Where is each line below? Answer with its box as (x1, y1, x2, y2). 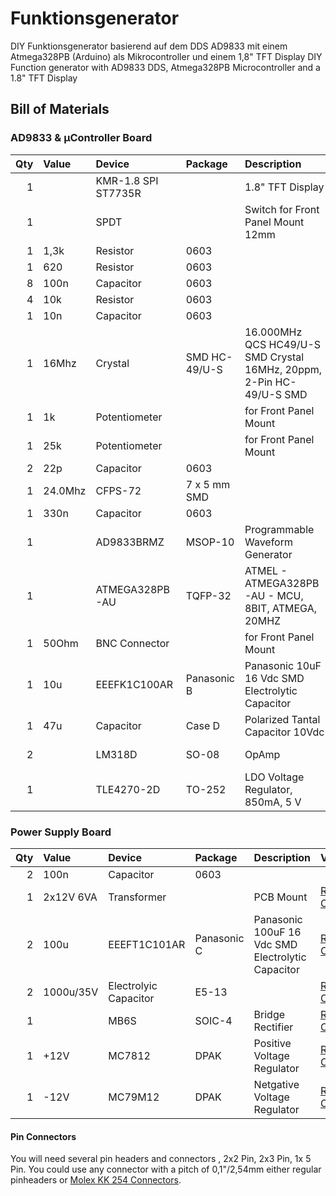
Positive (253, 1036, 292, 1050)
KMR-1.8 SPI (95, 173, 159, 187)
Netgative (253, 1077, 300, 1091)
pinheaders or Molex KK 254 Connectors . (10, 1174, 182, 1186)
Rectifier (253, 1020, 294, 1034)
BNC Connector (95, 636, 170, 650)
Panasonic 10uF (244, 658, 322, 672)
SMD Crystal (244, 350, 305, 364)
